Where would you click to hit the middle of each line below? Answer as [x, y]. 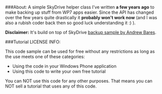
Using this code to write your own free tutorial [59, 71]
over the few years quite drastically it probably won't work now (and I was [81, 17]
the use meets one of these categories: [45, 57]
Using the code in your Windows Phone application [64, 66]
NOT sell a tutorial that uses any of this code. [51, 86]
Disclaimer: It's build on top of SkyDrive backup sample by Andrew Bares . [81, 32]
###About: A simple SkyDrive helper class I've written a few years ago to [80, 7]
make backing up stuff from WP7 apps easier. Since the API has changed [80, 12]
